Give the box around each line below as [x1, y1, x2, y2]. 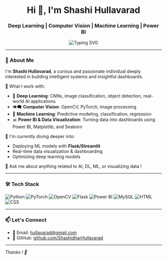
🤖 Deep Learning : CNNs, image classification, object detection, [12, 93, 143, 99]
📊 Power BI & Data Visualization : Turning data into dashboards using [12, 117, 156, 123]
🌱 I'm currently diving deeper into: [5, 133, 75, 139]
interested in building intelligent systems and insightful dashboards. [5, 73, 143, 79]
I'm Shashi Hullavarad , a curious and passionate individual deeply [5, 68, 141, 74]
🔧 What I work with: [5, 83, 45, 89]
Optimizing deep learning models [12, 153, 81, 159]
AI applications [25, 98, 56, 104]
